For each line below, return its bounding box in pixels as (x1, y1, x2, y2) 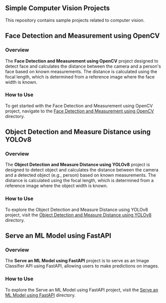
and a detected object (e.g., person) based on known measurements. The (5, 172, 157, 178)
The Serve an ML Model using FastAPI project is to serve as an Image (5, 258, 149, 264)
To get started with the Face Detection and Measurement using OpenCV (5, 102, 153, 108)
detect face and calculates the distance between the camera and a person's (5, 63, 162, 69)
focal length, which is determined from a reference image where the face (5, 74, 155, 80)
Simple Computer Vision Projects (5, 4, 110, 12)
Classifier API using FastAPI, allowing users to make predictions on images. (5, 263, 160, 269)
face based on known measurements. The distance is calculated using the (5, 68, 158, 74)
